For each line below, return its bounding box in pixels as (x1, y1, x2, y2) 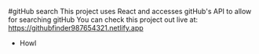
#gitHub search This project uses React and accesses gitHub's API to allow (8, 7, 252, 16)
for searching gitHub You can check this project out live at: (8, 15, 199, 24)
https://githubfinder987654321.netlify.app (8, 23, 144, 32)
